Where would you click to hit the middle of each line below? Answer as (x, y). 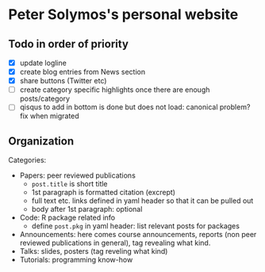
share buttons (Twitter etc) (63, 81)
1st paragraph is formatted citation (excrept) (104, 193)
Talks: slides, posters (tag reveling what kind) (94, 251)
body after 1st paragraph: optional (87, 209)
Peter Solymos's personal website (123, 15)
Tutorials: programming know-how (76, 260)
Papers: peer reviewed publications (78, 175)
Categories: (27, 160)
